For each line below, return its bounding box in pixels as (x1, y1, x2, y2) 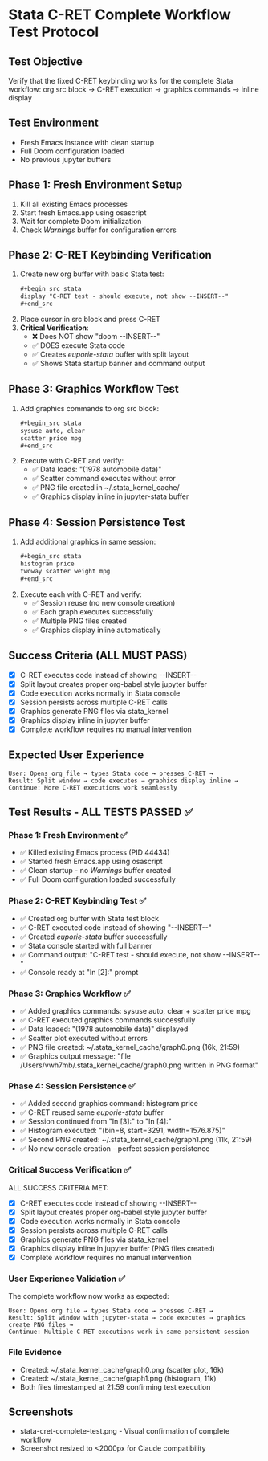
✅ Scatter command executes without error (31, 474, 177, 484)
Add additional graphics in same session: (19, 537, 156, 547)
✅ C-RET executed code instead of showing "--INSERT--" (19, 922, 213, 933)
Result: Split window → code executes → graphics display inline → (8, 777, 239, 785)
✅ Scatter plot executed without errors (19, 1034, 148, 1043)
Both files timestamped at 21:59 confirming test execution (19, 1381, 211, 1391)
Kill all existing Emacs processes (19, 199, 128, 209)
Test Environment (8, 116, 99, 130)
